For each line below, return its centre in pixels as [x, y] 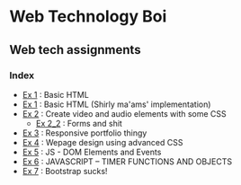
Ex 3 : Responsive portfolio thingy [85, 133]
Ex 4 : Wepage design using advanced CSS [103, 142]
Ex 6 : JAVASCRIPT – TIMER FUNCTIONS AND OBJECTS [127, 161]
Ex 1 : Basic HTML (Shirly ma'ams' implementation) [116, 104]
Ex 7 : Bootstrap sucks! [65, 171]
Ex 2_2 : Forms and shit [79, 123]
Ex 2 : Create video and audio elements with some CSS [124, 113]
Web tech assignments [75, 50]
